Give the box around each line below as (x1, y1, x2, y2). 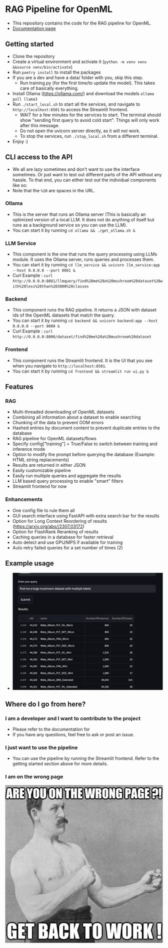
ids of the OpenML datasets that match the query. (12, 312, 115, 319)
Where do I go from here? (5, 700, 86, 708)
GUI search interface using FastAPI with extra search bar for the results (12, 512, 160, 519)
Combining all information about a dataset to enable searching (12, 414, 141, 420)
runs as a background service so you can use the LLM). (12, 222, 127, 228)
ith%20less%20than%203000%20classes (12, 284, 89, 289)
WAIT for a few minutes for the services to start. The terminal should (19, 112, 161, 118)
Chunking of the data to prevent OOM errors (12, 420, 104, 426)
